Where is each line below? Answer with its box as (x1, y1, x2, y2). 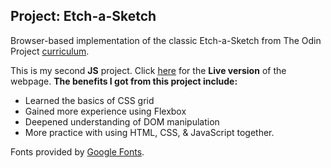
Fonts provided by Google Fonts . (10, 145, 145, 158)
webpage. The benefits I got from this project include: (10, 75, 238, 87)
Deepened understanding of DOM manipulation (24, 115, 220, 128)
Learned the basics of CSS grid (24, 94, 155, 106)
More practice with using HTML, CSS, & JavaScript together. (24, 126, 275, 138)
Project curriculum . (10, 45, 90, 57)
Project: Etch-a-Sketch (10, 8, 157, 25)
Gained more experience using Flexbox (24, 105, 187, 117)
